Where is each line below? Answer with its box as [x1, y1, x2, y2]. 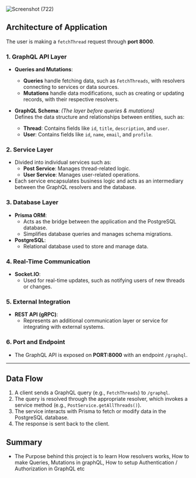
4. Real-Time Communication [6, 257, 90, 266]
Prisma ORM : [14, 211, 47, 219]
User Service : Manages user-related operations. [23, 171, 140, 178]
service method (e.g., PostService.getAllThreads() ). [14, 401, 142, 409]
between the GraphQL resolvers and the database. [14, 184, 136, 191]
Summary [6, 437, 43, 447]
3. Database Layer [6, 198, 59, 207]
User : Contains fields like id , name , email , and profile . [23, 131, 153, 138]
